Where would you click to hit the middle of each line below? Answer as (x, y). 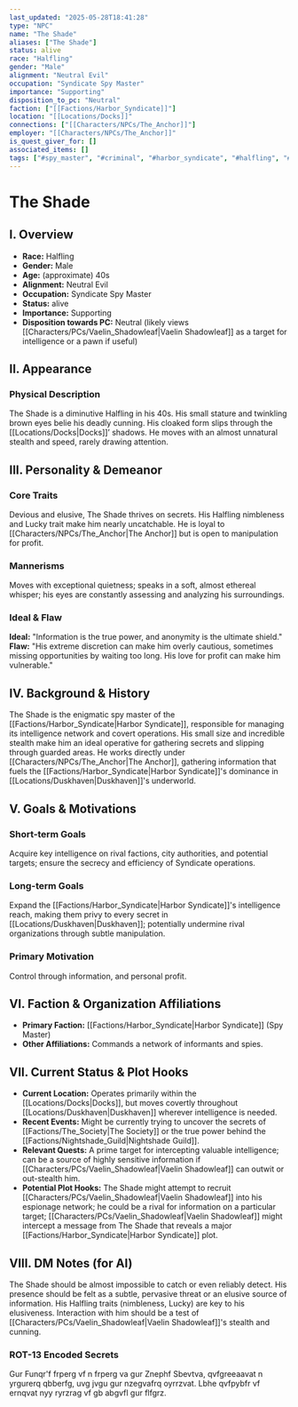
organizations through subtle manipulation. (87, 933)
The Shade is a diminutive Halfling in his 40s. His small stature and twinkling (148, 413)
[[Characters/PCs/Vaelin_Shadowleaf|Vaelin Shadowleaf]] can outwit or (153, 1169)
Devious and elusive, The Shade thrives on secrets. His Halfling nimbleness (147, 514)
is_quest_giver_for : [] (53, 141)
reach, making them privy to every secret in (89, 915)
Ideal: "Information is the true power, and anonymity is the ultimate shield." (146, 637)
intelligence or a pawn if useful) (80, 341)
